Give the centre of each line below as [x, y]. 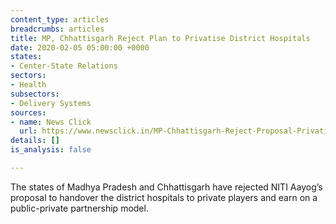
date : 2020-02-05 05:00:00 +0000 [80, 47]
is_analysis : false [51, 150]
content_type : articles [60, 19]
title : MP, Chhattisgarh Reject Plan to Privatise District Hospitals [160, 38]
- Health [28, 85]
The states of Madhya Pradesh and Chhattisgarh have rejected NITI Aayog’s [166, 187]
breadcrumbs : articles [57, 29]
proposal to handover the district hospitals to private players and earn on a [164, 197]
